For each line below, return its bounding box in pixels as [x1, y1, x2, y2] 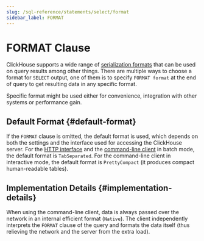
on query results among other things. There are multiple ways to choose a [6, 68, 192, 75]
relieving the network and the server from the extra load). [6, 228, 150, 236]
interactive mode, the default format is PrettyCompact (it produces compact [6, 159, 195, 166]
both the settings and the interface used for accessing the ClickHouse [6, 139, 183, 146]
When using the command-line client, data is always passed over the [6, 209, 180, 216]
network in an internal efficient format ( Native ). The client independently [6, 215, 188, 223]
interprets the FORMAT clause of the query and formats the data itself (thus [6, 221, 190, 229]
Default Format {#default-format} [6, 117, 136, 127]
